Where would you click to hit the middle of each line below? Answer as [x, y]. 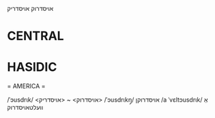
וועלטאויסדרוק [25, 108]
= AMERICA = [26, 86]
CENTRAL [35, 36]
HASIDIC [32, 67]
